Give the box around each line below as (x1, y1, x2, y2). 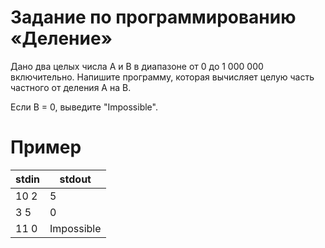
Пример (10, 136, 82, 159)
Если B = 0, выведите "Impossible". (10, 101, 158, 113)
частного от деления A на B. (10, 81, 132, 93)
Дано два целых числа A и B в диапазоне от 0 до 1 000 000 (10, 60, 264, 72)
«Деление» (10, 27, 113, 50)
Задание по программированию (10, 6, 297, 29)
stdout (59, 172, 92, 186)
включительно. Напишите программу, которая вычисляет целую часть (10, 71, 315, 83)
